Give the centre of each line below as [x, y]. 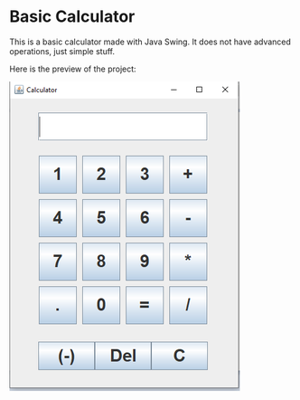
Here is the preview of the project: [73, 69]
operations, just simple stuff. [62, 51]
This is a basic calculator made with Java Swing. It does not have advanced [150, 42]
